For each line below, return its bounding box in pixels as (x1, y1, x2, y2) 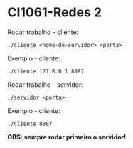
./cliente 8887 (7, 120, 53, 127)
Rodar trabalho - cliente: (7, 28, 79, 36)
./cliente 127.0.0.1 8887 (7, 68, 84, 75)
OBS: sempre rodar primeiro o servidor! (7, 132, 127, 141)
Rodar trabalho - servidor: (7, 80, 84, 89)
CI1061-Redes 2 (7, 4, 102, 21)
